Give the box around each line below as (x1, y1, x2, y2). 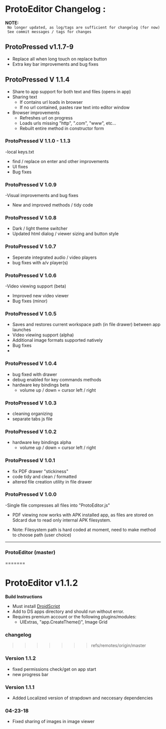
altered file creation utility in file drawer (12, 479, 92, 485)
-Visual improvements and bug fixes (5, 193, 79, 199)
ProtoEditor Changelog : (5, 3, 106, 15)
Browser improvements (12, 110, 60, 116)
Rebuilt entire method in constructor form (19, 125, 104, 131)
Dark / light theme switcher (12, 226, 68, 232)
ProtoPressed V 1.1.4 (5, 76, 70, 84)
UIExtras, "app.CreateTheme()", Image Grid (19, 619, 108, 625)
